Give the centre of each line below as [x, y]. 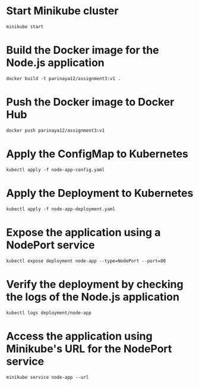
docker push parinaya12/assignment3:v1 [56, 130]
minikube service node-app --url [48, 377]
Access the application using [79, 336]
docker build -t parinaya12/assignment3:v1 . [63, 78]
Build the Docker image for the [83, 50]
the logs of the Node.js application [93, 297]
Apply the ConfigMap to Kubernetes [97, 154]
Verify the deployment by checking [95, 284]
